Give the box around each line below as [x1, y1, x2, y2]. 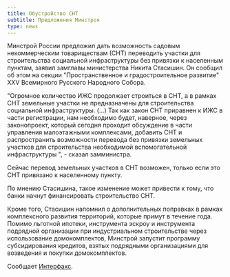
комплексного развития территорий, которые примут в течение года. [7, 212, 213, 220]
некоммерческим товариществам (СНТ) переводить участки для [7, 49, 201, 57]
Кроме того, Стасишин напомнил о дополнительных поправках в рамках [7, 205, 223, 214]
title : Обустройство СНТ [7, 10, 79, 17]
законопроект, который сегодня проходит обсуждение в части [7, 121, 193, 130]
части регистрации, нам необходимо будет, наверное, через [7, 114, 187, 122]
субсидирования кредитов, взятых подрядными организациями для [7, 242, 209, 250]
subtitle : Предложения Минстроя [7, 17, 100, 23]
